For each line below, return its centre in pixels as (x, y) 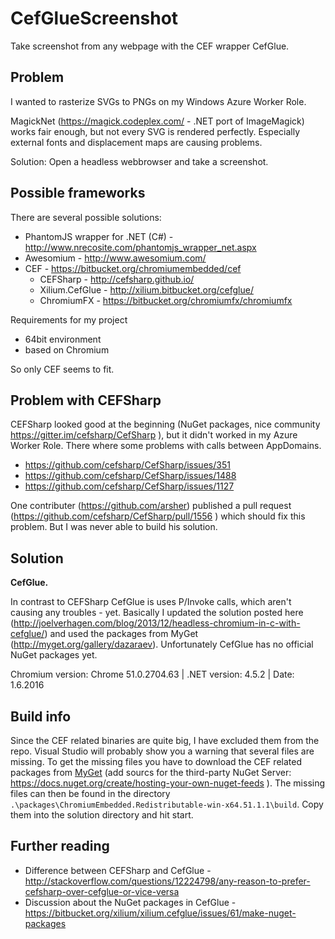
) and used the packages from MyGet (121, 634)
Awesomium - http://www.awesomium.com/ (115, 258)
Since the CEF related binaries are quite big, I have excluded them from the (165, 740)
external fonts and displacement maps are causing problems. (136, 142)
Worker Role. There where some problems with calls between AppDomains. (166, 446)
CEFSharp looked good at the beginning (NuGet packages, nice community (165, 424)
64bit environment (63, 339)
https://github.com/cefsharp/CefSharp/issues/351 (127, 465)
